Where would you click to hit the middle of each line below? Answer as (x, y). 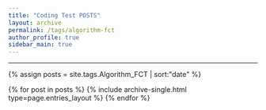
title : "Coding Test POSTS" (55, 15)
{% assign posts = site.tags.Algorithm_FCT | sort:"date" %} (105, 75)
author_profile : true (44, 37)
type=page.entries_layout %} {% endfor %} (79, 98)
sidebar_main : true (40, 45)
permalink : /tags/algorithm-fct (61, 30)
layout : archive (35, 23)
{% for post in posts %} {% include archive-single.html (98, 90)
